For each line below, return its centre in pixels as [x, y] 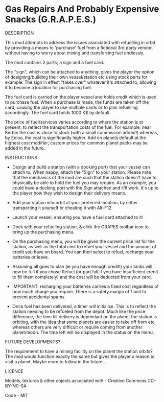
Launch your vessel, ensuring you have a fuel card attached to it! [78, 217]
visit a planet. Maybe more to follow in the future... [56, 361]
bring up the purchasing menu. [43, 232]
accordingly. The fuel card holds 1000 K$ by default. [58, 112]
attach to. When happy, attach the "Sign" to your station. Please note [82, 172]
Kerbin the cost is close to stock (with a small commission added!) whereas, [82, 132]
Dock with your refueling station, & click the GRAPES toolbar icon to [80, 227]
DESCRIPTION [20, 33]
